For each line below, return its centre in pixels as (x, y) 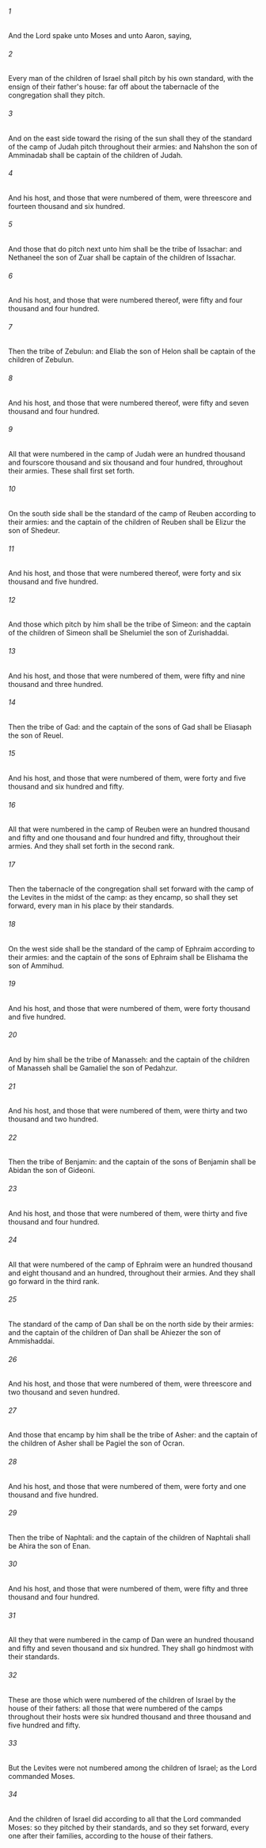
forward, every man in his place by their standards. (91, 906)
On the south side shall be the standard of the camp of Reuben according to (132, 514)
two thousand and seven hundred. (64, 1392)
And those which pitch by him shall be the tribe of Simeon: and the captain (130, 624)
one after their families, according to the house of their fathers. (111, 1835)
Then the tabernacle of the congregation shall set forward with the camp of (131, 889)
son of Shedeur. (34, 530)
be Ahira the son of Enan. (49, 1545)
